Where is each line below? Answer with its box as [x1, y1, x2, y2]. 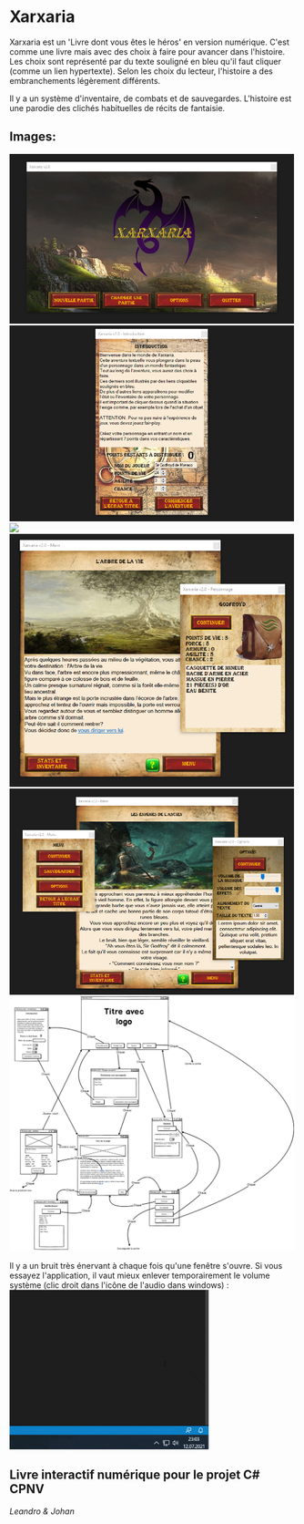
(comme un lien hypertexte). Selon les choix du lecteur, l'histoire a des [9, 66, 273, 77]
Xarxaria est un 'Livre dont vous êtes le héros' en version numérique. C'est [9, 36, 289, 47]
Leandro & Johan [9, 1506, 75, 1517]
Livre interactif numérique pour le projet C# [9, 1467, 260, 1483]
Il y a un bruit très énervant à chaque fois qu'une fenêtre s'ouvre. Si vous [9, 1260, 283, 1271]
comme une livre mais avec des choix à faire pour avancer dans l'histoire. [9, 46, 286, 57]
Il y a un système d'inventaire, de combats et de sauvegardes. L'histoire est [9, 93, 292, 104]
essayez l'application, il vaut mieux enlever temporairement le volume [9, 1270, 270, 1281]
